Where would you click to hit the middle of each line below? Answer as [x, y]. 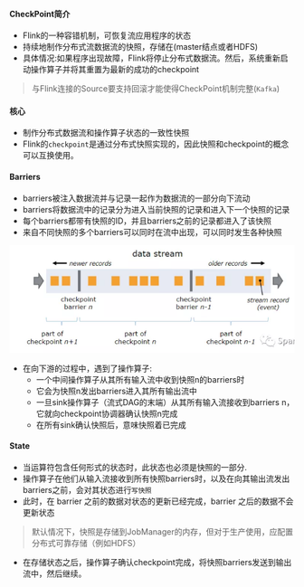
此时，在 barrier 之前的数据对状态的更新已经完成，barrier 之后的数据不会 [158, 501]
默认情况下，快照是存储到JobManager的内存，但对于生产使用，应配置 [162, 531]
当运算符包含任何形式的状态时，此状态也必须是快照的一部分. [134, 467]
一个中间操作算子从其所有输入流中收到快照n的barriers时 [140, 379]
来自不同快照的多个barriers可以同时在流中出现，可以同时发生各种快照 [152, 232]
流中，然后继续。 [54, 573]
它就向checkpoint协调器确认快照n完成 [107, 413]
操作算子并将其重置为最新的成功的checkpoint [115, 70]
